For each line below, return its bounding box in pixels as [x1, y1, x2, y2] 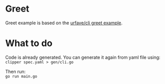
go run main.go [5, 74, 38, 79]
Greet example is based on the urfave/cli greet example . [5, 20, 123, 26]
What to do [5, 37, 53, 49]
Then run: [5, 68, 26, 74]
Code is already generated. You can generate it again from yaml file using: [5, 54, 161, 60]
